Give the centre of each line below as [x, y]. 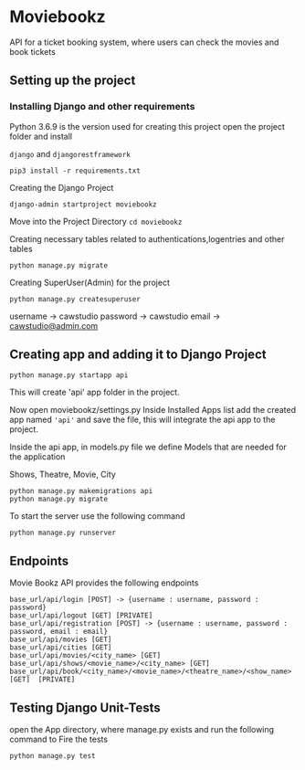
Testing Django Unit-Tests [85, 707]
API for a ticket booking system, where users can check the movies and [144, 42]
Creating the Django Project [62, 187]
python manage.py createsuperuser [75, 299]
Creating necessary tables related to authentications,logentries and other [147, 238]
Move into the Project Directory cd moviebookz [96, 221]
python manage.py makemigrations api [81, 491]
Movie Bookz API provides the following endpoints [104, 583]
